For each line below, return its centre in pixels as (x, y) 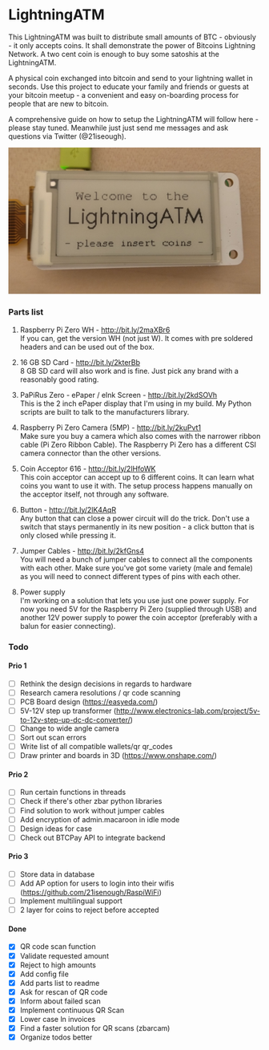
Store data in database (57, 874)
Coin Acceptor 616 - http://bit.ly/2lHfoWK (88, 468)
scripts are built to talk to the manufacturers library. (104, 411)
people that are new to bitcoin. (59, 103)
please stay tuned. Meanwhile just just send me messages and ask (118, 128)
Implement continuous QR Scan (72, 1010)
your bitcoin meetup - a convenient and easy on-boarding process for (124, 95)
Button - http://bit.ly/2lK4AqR (68, 509)
